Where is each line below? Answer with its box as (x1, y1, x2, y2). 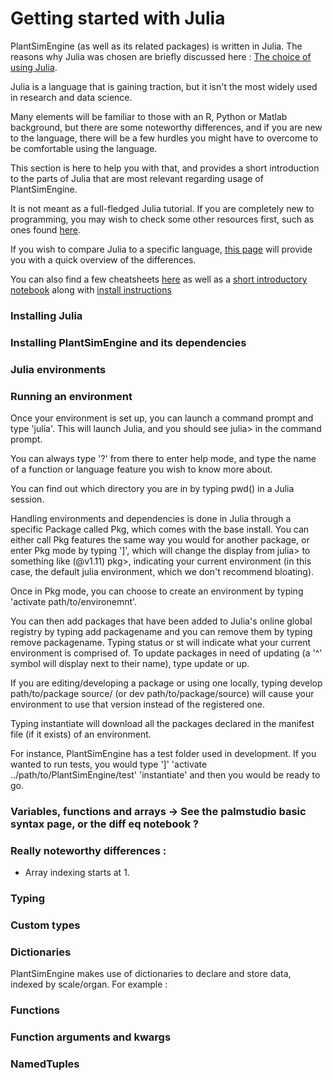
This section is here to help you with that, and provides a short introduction (10, 162, 320, 174)
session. (10, 493, 45, 505)
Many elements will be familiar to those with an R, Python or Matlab (10, 110, 288, 122)
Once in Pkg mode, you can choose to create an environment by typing (10, 585, 304, 597)
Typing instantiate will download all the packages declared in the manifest (10, 718, 315, 729)
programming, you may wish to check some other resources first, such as (10, 213, 315, 225)
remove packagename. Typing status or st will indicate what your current (10, 637, 312, 648)
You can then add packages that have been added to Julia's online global (10, 615, 313, 627)
